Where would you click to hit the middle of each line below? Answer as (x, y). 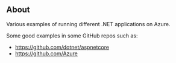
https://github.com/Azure (46, 53)
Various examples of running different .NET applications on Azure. (88, 24)
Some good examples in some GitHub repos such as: (72, 36)
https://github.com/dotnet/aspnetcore (62, 47)
